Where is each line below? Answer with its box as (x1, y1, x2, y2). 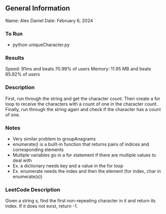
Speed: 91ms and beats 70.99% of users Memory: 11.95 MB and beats (5, 66, 151, 72)
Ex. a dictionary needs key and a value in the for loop (12, 163, 123, 169)
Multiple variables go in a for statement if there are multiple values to (12, 152, 156, 158)
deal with (12, 157, 32, 163)
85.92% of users (5, 71, 40, 78)
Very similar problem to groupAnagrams (12, 136, 96, 141)
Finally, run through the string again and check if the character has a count (5, 106, 161, 112)
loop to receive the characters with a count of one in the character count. (5, 101, 158, 107)
